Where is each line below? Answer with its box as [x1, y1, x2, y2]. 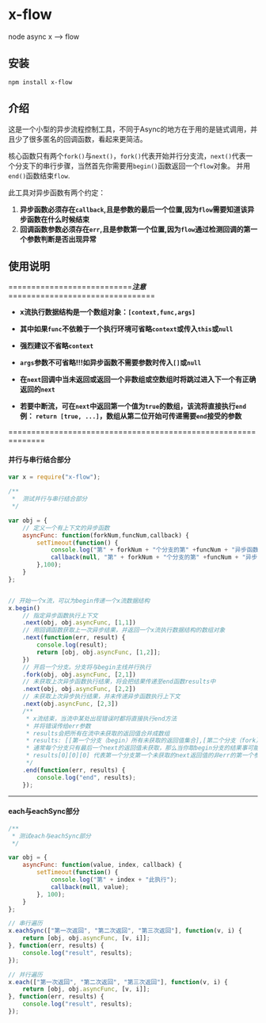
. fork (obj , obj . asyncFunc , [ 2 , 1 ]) [22, 670, 136, 678]
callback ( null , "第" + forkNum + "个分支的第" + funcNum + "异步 [50, 553, 258, 562]
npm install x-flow [8, 78, 73, 86]
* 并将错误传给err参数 [25, 722, 91, 730]
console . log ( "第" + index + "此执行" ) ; [50, 876, 178, 884]
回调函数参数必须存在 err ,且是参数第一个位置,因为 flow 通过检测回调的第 [19, 224, 251, 234]
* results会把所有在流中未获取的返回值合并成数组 [25, 729, 170, 738]
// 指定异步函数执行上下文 [22, 612, 98, 620]
